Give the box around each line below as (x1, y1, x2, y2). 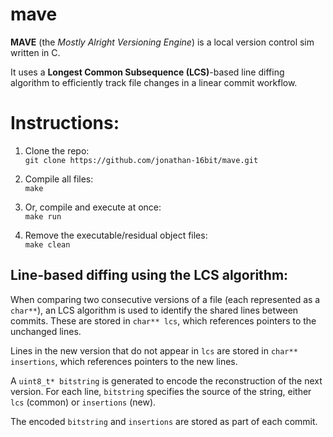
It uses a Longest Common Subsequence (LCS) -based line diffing (10, 66, 285, 78)
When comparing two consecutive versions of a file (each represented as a (10, 293, 321, 305)
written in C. (10, 46, 61, 58)
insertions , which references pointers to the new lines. (10, 355, 238, 367)
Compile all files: (24, 173, 94, 185)
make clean (24, 239, 71, 250)
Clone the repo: (24, 144, 90, 157)
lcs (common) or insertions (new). (10, 396, 157, 408)
